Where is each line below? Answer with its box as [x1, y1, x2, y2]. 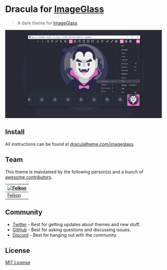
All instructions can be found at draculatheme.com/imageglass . [5, 141, 135, 147]
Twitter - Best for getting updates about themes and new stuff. [12, 221, 141, 227]
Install [5, 128, 25, 136]
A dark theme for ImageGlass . [17, 20, 79, 26]
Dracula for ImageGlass [5, 3, 104, 15]
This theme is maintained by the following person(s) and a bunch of [5, 168, 144, 175]
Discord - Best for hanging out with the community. [12, 232, 118, 238]
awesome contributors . [5, 174, 53, 180]
